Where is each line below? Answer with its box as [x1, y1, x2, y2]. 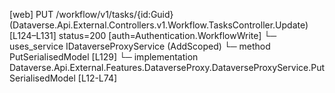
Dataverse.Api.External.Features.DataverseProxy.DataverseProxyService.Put [9, 62, 326, 73]
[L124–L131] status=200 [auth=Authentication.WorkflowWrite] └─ [9, 30, 277, 41]
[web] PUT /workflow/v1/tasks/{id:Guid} [9, 9, 174, 20]
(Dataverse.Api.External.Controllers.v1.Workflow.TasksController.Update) [9, 19, 309, 31]
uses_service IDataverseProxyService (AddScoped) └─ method [9, 40, 271, 52]
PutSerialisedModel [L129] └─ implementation [9, 51, 199, 63]
